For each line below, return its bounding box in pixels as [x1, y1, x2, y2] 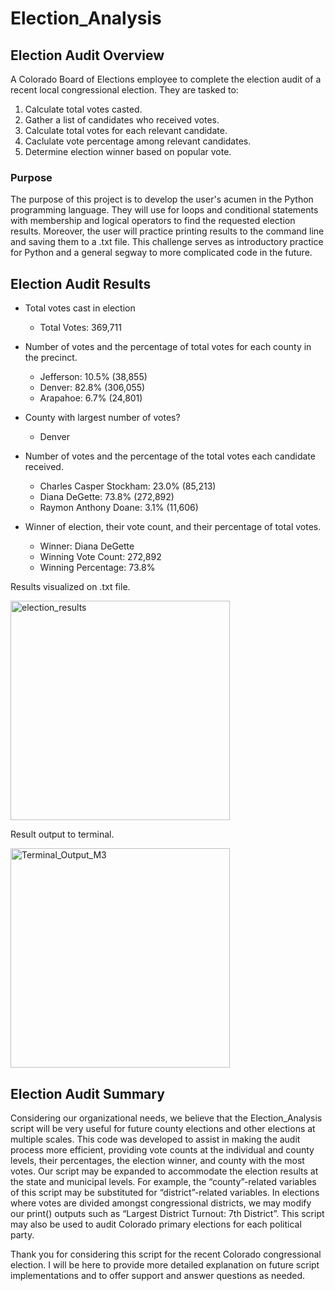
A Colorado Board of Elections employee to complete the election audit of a [10, 73, 322, 85]
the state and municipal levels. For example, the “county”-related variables [10, 1175, 317, 1187]
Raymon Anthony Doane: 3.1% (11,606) [39, 502, 199, 514]
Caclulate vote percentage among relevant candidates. [24, 135, 252, 147]
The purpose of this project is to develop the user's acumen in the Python [10, 193, 314, 206]
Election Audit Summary [10, 1085, 165, 1102]
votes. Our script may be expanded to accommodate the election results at [10, 1165, 319, 1177]
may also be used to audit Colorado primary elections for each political [10, 1218, 302, 1230]
